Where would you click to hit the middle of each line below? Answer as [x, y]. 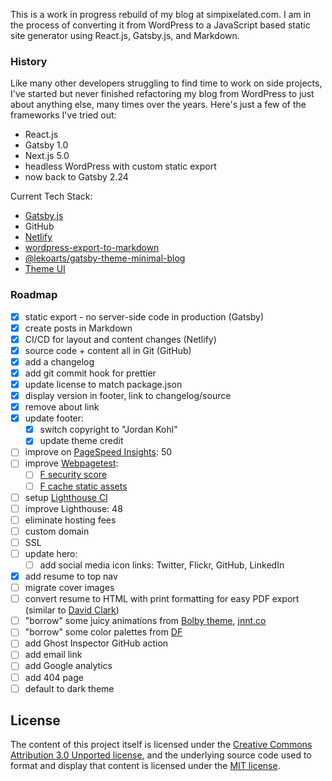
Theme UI [45, 269]
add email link [53, 655]
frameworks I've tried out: [63, 115]
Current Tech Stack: [51, 196]
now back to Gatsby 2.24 [76, 177]
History [29, 61]
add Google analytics [68, 666]
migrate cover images [69, 588]
